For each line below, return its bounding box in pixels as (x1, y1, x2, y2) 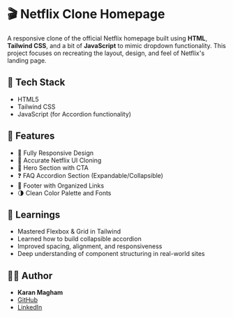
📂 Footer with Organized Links (17, 181, 105, 190)
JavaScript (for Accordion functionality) (17, 109, 131, 118)
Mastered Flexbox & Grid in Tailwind (17, 227, 121, 236)
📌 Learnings (7, 209, 61, 220)
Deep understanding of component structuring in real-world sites (17, 250, 205, 258)
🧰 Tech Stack (7, 77, 66, 89)
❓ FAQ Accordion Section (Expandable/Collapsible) (17, 171, 164, 179)
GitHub (17, 296, 38, 304)
